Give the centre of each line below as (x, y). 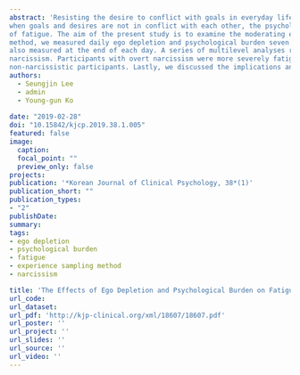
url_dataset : (33, 307)
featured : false (39, 134)
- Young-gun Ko (46, 100)
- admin (32, 92)
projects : (28, 175)
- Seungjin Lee (46, 84)
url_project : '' (39, 332)
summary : (25, 224)
